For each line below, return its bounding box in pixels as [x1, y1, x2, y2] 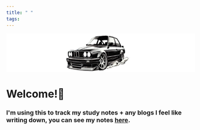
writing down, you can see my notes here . [6, 116, 131, 124]
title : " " [6, 10, 34, 16]
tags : [6, 16, 20, 22]
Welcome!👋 [6, 87, 65, 101]
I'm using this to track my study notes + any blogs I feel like [6, 108, 182, 116]
